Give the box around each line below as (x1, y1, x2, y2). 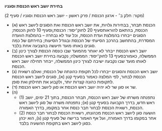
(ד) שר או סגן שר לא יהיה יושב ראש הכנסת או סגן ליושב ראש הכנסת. (11, 84, 137, 90)
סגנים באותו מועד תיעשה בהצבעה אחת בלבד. (11, 43, 96, 48)
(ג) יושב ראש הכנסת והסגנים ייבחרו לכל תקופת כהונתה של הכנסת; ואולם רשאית (11, 69, 158, 74)
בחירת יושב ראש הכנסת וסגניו (4, 3, 63, 9)
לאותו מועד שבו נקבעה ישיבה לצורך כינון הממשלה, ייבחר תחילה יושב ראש (11, 58, 146, 64)
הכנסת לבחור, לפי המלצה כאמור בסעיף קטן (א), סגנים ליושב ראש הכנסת (11, 74, 146, 79)
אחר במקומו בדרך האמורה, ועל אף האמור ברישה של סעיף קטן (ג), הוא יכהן (19, 115, 157, 121)
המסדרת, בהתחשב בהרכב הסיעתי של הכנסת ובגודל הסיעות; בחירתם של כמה (11, 37, 155, 43)
